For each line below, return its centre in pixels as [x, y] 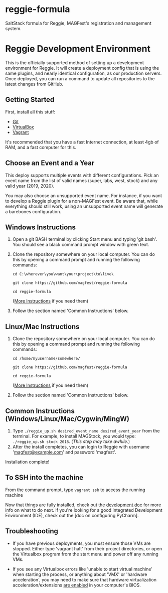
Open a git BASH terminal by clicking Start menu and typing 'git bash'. [85, 239]
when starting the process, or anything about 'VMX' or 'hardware [80, 574]
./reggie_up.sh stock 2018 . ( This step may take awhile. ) [71, 441]
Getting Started [30, 100]
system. [13, 28]
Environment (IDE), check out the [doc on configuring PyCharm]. [72, 515]
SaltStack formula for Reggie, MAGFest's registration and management [78, 23]
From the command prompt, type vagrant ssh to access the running [75, 490]
